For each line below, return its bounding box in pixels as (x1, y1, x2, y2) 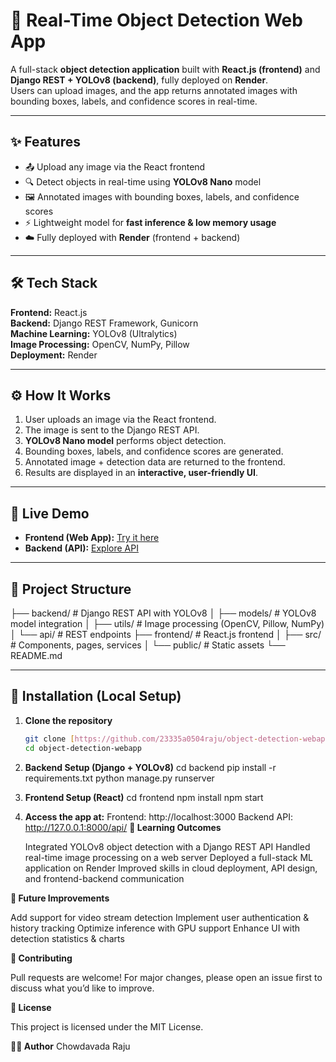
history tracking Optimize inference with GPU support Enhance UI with (10, 922, 301, 934)
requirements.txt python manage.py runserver (24, 772, 215, 784)
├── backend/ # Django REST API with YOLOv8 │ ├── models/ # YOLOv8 (10, 607, 317, 619)
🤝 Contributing (10, 952, 73, 964)
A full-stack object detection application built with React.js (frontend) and (10, 63, 321, 75)
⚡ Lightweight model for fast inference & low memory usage (24, 216, 277, 228)
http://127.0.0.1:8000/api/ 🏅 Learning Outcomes (24, 821, 222, 833)
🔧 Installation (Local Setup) (10, 688, 182, 705)
